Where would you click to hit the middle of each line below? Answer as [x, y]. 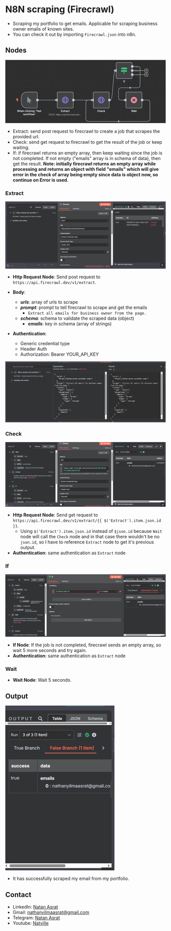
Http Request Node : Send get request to [55, 515]
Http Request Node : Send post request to [56, 277]
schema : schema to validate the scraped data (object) [77, 318]
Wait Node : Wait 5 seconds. [42, 680]
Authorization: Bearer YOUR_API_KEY [60, 354]
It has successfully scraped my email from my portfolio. [71, 878]
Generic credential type [45, 344]
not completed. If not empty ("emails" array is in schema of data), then [87, 158]
